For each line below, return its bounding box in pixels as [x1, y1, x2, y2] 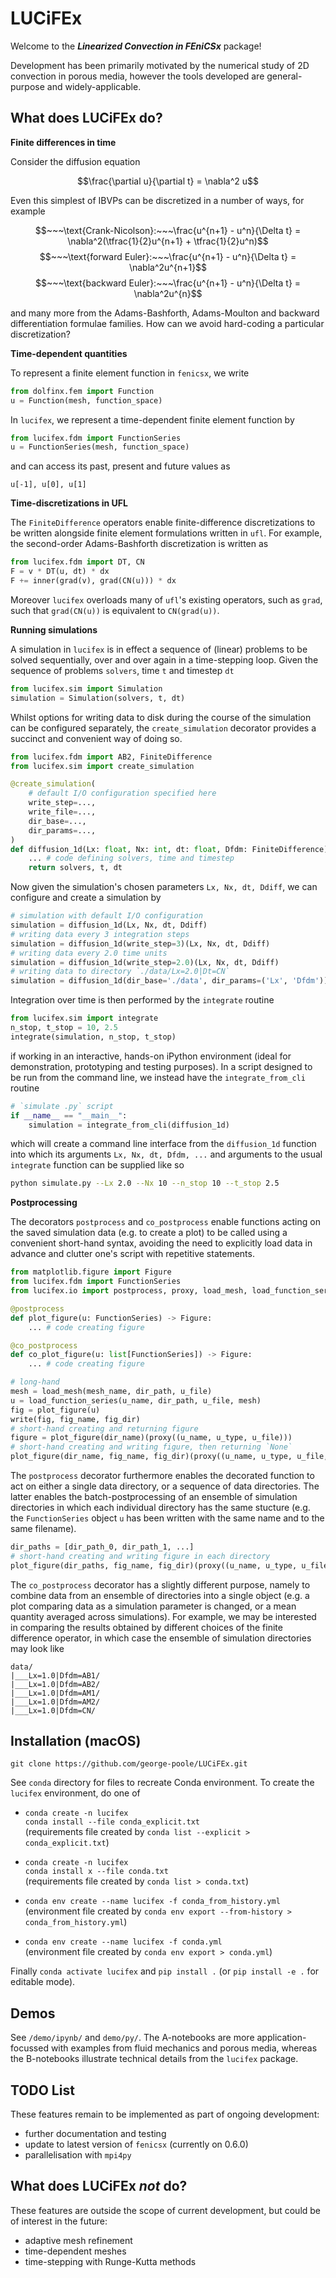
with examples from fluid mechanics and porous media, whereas [50, 2042, 318, 2054]
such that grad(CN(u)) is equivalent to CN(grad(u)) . [10, 604, 220, 616]
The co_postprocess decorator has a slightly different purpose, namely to [10, 1578, 311, 1591]
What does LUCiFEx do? [10, 110, 163, 127]
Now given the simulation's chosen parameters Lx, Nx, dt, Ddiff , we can [10, 881, 318, 893]
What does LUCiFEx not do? [10, 2178, 188, 2195]
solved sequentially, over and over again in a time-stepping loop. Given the [10, 653, 319, 666]
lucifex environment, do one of [10, 1787, 141, 1799]
